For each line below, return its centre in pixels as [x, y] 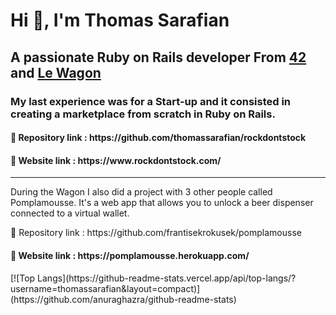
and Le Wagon [56, 72]
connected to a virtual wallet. [70, 213]
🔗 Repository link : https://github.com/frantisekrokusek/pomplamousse [156, 233]
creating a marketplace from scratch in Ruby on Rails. [143, 114]
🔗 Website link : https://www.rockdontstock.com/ [116, 160]
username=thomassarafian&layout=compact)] [105, 288]
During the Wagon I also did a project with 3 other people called [141, 192]
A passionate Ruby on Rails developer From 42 [158, 57]
